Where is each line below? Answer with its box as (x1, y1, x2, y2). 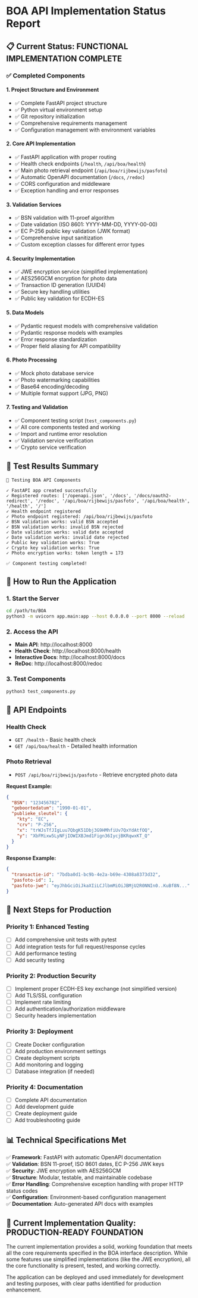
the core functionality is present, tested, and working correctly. (6, 1262, 161, 1269)
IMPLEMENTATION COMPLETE (6, 54, 122, 64)
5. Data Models (6, 308, 45, 316)
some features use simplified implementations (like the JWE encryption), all (6, 1256, 191, 1263)
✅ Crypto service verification (14, 444, 86, 451)
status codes (6, 1187, 38, 1194)
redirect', (6, 498, 33, 504)
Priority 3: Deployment (6, 1027, 73, 1035)
